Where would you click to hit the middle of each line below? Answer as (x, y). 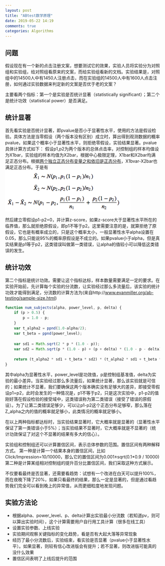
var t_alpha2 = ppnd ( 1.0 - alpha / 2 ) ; (50, 328)
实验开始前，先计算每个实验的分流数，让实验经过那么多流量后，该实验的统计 (82, 286)
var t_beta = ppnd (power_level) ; (48, 333)
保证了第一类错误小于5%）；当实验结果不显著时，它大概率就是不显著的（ (79, 428)
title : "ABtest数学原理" (29, 15)
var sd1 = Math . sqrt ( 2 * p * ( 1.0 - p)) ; (57, 344)
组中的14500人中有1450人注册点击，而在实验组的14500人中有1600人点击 (79, 78)
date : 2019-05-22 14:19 (29, 21)
